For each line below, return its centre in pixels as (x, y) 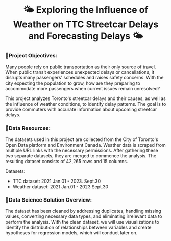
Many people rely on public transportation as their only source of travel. (81, 67)
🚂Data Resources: (28, 128)
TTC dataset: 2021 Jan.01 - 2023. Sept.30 (57, 181)
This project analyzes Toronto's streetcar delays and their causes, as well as (86, 98)
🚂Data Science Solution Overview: (49, 199)
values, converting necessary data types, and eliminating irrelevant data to (84, 216)
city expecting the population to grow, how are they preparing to (73, 83)
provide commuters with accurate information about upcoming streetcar (81, 109)
